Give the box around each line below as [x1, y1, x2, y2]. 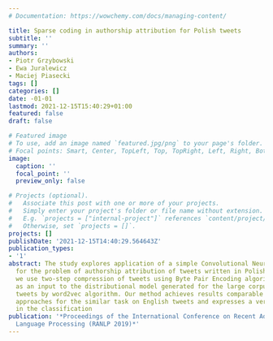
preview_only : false [15, 177, 85, 185]
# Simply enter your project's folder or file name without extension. [8, 207, 264, 215]
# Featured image [8, 132, 67, 140]
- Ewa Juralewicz [8, 64, 67, 73]
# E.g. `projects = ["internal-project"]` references [8, 214, 201, 222]
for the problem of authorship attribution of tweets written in [15, 267, 242, 275]
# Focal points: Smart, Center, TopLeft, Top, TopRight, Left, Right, [8, 147, 253, 155]
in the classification [15, 305, 93, 313]
